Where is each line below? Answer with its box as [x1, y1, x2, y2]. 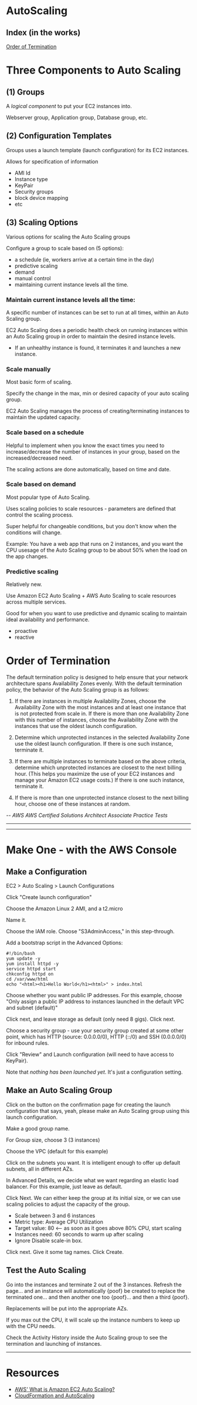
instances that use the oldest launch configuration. [14, 723, 138, 730]
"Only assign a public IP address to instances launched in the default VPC [6, 998, 185, 1005]
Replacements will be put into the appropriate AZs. [6, 1305, 128, 1312]
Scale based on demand [6, 480, 76, 488]
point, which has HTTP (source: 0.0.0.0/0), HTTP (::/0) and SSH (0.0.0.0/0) [6, 1033, 186, 1041]
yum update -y [6, 956, 41, 962]
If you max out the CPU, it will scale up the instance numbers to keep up [6, 1316, 181, 1323]
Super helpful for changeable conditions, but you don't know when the [6, 522, 177, 529]
